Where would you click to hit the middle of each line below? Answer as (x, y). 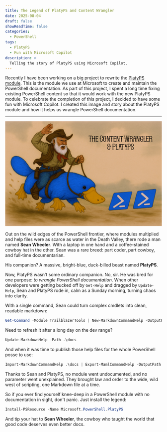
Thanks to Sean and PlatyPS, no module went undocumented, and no (76, 374)
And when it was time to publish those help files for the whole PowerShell (80, 349)
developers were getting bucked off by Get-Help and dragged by (71, 285)
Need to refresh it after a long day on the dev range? (59, 330)
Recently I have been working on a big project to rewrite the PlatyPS (75, 78)
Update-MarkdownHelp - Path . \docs (41, 340)
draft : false (19, 21)
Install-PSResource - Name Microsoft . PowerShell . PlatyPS (64, 409)
